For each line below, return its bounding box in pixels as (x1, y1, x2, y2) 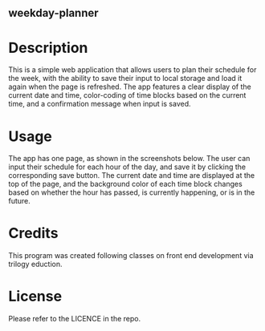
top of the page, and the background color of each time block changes (8, 180, 243, 189)
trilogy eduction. (8, 260, 63, 269)
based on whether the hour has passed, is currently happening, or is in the (8, 188, 255, 197)
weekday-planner (8, 6, 99, 20)
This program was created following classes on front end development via (8, 251, 255, 260)
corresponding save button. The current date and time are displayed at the (8, 171, 255, 180)
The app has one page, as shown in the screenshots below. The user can (8, 154, 251, 163)
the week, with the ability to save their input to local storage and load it (8, 74, 243, 83)
